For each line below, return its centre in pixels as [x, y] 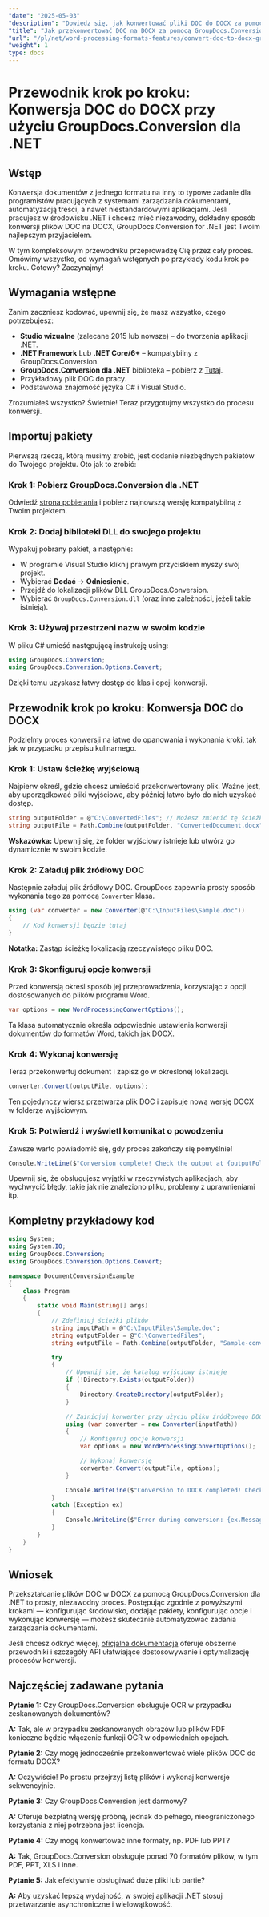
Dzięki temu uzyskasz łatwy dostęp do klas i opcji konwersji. [108, 683]
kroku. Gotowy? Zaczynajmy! [56, 268]
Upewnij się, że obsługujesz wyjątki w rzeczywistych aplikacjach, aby [123, 1178]
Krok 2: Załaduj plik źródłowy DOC [76, 870]
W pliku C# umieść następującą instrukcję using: [88, 645]
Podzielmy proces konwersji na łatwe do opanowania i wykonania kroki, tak [132, 740]
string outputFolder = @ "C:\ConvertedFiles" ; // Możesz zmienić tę [123, 818]
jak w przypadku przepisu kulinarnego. [72, 748]
